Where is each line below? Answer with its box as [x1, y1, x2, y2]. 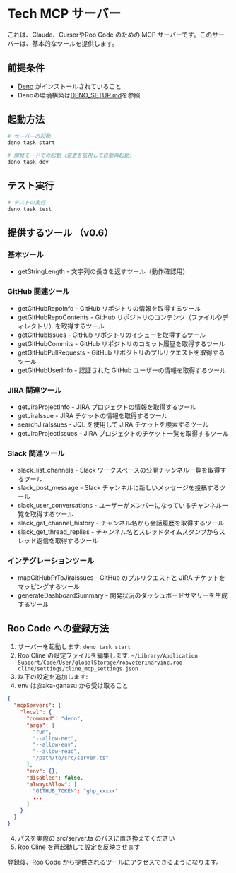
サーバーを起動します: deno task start [17, 643, 131, 651]
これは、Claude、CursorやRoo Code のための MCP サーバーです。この [7, 30, 213, 39]
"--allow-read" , [33, 748, 81, 755]
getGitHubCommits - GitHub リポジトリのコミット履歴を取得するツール [17, 339, 225, 348]
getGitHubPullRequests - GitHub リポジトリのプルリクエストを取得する [17, 348, 225, 357]
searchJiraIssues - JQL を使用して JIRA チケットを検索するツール [17, 420, 210, 429]
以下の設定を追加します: [17, 672, 88, 681]
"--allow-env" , [33, 742, 78, 749]
